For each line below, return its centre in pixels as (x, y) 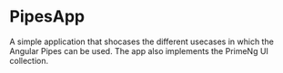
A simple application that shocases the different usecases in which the (142, 41)
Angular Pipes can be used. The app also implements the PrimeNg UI (139, 50)
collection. (29, 60)
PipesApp (47, 17)
